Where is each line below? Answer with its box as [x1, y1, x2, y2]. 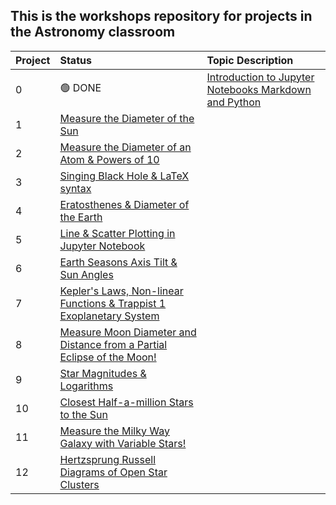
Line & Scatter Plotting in [59, 226, 176, 240]
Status [59, 53, 92, 67]
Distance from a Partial [59, 337, 168, 351]
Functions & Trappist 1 [59, 296, 167, 310]
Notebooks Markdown [206, 82, 312, 96]
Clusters [59, 477, 100, 491]
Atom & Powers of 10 [59, 152, 160, 166]
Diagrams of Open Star [59, 465, 168, 479]
